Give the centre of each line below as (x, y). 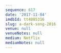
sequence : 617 (21, 10)
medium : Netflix (23, 38)
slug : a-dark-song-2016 (31, 24)
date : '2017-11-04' (26, 15)
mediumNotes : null (25, 43)
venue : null (18, 29)
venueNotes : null (24, 33)
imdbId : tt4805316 (25, 19)
